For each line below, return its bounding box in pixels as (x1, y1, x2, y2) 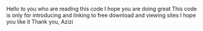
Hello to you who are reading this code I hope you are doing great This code (6, 5, 198, 12)
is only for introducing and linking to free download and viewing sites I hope (6, 12, 196, 19)
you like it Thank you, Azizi (6, 18, 74, 25)
